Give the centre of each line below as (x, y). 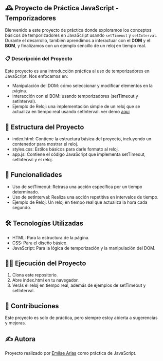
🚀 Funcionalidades (34, 175)
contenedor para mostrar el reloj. (45, 144)
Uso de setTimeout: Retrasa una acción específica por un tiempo (77, 187)
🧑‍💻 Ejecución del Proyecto (45, 263)
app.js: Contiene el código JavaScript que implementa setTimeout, (79, 154)
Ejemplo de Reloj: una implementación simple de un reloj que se (76, 106)
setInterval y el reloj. (32, 159)
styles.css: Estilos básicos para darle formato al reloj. (65, 149)
